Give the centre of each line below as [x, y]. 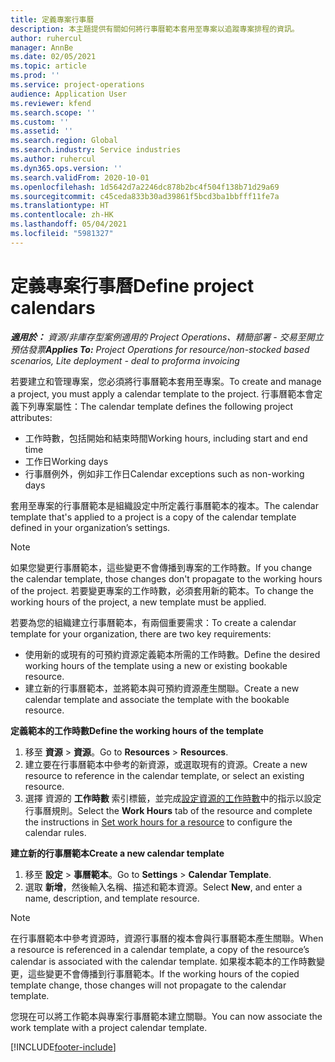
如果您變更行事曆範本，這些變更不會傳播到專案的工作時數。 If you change [161, 567]
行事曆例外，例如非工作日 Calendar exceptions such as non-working [164, 473]
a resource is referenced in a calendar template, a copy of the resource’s [160, 949]
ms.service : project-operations [77, 85]
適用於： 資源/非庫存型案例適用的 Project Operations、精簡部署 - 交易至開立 [167, 337]
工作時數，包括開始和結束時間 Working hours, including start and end [166, 438]
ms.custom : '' [40, 122]
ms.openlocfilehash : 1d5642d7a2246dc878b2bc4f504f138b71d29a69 [145, 187]
